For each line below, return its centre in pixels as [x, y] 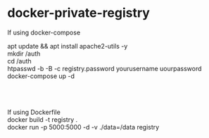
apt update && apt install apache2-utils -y [68, 46]
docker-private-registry [78, 13]
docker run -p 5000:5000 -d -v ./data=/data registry [83, 127]
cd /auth [19, 61]
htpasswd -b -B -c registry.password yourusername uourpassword [104, 68]
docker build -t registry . [43, 119]
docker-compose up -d [41, 76]
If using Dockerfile [34, 112]
